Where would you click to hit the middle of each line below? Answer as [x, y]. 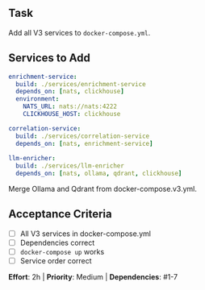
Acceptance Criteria [60, 214]
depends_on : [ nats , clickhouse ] [70, 92]
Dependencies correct [57, 242]
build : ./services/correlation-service [83, 136]
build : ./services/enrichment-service [81, 84]
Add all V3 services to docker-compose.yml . [79, 32]
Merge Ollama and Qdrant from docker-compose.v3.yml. [103, 189]
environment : [38, 99]
